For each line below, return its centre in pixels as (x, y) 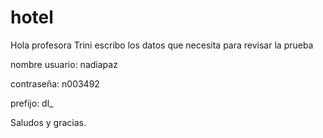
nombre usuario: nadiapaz (64, 64)
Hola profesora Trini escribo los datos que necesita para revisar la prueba (162, 45)
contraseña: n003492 (55, 83)
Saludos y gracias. (48, 122)
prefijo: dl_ (32, 103)
